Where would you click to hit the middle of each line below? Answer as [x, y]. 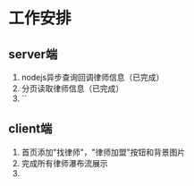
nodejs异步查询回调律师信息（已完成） [93, 77]
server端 [33, 54]
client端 [30, 129]
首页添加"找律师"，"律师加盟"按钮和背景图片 [103, 152]
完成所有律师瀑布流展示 [64, 163]
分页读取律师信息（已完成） [72, 89]
